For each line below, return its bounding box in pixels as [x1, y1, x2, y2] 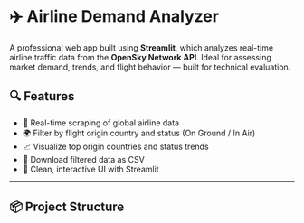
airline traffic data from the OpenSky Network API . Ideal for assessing [9, 51, 271, 62]
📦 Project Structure [9, 200, 125, 215]
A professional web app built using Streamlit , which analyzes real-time [9, 42, 274, 53]
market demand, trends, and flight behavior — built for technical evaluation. [9, 61, 291, 72]
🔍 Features [9, 88, 75, 104]
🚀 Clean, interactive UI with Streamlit [22, 163, 160, 174]
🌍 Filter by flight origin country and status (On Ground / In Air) [22, 127, 256, 138]
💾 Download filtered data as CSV [22, 153, 145, 164]
